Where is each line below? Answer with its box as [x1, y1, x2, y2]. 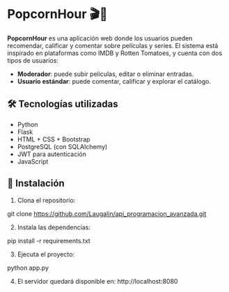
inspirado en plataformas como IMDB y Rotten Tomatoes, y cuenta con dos [7, 49, 223, 57]
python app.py [7, 263, 49, 272]
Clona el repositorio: [17, 196, 76, 204]
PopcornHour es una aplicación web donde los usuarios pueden [7, 33, 193, 43]
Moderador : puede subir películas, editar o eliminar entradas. [17, 70, 194, 78]
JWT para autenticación [17, 150, 87, 158]
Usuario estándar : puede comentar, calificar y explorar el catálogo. [17, 77, 212, 85]
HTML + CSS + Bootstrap [17, 135, 90, 144]
